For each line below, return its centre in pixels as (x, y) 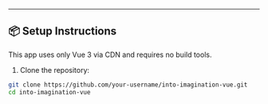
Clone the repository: (55, 70)
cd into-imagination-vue (49, 92)
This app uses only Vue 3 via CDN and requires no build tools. (110, 54)
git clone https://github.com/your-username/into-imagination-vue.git (128, 85)
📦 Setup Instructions (63, 32)
